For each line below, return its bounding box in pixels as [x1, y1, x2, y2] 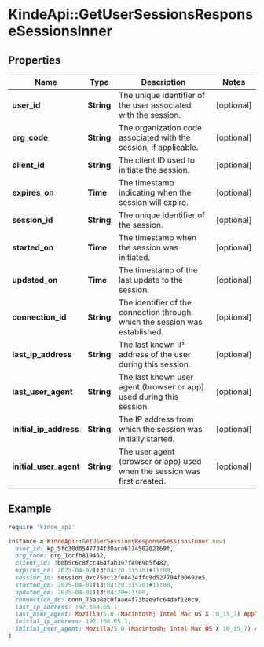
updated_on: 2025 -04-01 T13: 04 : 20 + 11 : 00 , [15, 588, 149, 596]
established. [119, 327, 163, 337]
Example [8, 503, 52, 516]
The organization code [119, 122, 203, 133]
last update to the [119, 275, 183, 285]
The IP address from [119, 414, 194, 425]
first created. [119, 476, 167, 486]
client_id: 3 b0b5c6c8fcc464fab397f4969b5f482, [15, 559, 170, 567]
